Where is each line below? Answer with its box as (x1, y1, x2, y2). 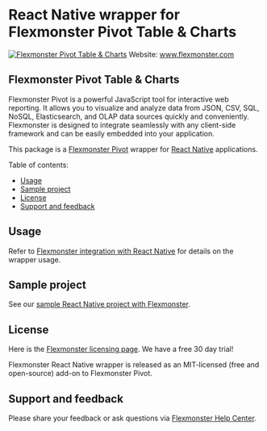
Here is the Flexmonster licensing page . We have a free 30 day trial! (8, 345, 234, 354)
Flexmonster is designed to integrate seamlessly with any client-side (8, 119, 236, 130)
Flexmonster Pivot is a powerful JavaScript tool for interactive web (8, 94, 230, 104)
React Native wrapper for (8, 6, 180, 24)
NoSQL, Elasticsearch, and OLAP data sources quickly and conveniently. (8, 111, 250, 121)
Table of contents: (8, 160, 69, 169)
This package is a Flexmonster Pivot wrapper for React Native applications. (8, 144, 258, 154)
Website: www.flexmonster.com (128, 49, 235, 59)
